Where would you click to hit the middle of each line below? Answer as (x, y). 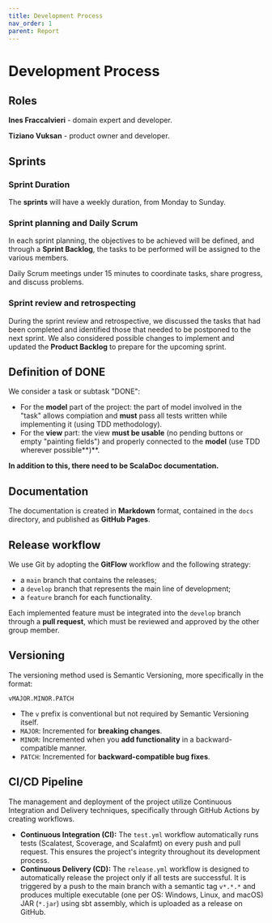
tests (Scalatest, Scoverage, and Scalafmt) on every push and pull (130, 843)
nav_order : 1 (30, 23)
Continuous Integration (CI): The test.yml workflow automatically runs (139, 834)
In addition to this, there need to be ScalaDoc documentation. (114, 466)
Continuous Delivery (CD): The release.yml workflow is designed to (134, 869)
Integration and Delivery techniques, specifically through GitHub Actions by (134, 810)
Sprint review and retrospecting (72, 303)
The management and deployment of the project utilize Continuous (120, 802)
